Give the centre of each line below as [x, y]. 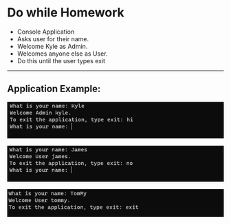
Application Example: [54, 89]
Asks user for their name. [53, 38]
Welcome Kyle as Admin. [52, 46]
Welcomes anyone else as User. [62, 54]
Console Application [46, 32]
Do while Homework [66, 13]
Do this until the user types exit [61, 60]
